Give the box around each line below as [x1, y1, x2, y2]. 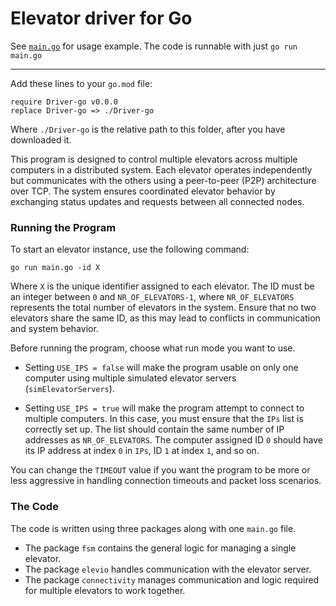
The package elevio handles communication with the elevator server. [24, 563, 312, 575]
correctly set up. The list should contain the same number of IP [24, 423, 285, 436]
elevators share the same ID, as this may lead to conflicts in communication [10, 312, 321, 324]
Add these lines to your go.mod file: [10, 77, 153, 89]
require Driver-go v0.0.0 [10, 97, 118, 107]
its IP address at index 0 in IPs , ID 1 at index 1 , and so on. [24, 445, 260, 457]
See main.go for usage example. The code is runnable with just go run [10, 40, 298, 52]
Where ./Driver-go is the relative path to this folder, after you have [10, 123, 286, 135]
